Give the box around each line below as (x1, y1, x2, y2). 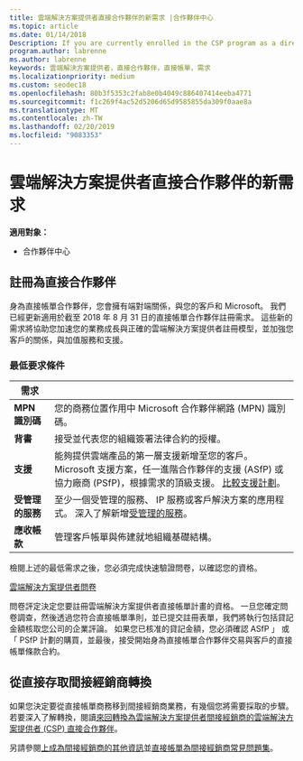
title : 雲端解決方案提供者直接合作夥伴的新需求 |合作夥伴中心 (9, 13, 214, 23)
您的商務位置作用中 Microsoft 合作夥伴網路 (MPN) (53, 402, 266, 414)
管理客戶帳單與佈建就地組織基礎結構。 (53, 530, 217, 543)
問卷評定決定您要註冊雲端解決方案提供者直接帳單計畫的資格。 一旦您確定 (9, 600, 280, 611)
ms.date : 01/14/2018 (9, 30, 87, 39)
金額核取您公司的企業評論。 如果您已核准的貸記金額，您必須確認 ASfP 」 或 (9, 623, 290, 634)
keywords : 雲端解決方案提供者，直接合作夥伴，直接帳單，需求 (9, 64, 211, 73)
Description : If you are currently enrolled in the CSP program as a (9, 38, 277, 48)
